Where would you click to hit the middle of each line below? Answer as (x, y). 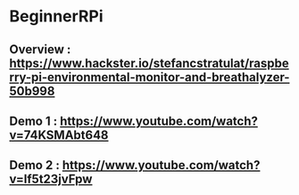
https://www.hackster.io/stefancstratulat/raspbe (149, 63)
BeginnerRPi (56, 16)
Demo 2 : (34, 165)
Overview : (40, 49)
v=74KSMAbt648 (59, 135)
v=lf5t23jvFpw (51, 179)
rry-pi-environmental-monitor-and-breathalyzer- (149, 77)
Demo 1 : (33, 121)
